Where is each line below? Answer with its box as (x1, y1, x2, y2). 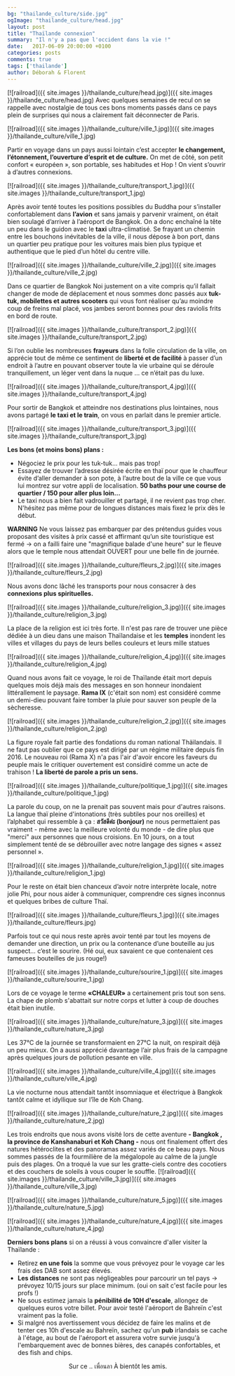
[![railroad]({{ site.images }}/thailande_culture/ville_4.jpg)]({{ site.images (7, 1067, 216, 1075)
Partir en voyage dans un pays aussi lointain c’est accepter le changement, (7, 145, 226, 154)
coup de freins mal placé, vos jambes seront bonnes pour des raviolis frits (7, 304, 222, 312)
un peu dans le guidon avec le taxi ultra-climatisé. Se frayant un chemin (7, 225, 215, 233)
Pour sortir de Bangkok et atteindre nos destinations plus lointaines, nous (7, 403, 219, 411)
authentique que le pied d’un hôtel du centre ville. (7, 247, 151, 255)
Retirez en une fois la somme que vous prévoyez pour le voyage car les (17, 1259, 225, 1267)
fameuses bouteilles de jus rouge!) (7, 954, 107, 962)
